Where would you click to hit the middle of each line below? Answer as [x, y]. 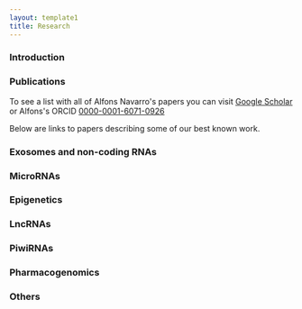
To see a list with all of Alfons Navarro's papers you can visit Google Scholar [151, 101]
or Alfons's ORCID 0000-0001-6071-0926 [87, 111]
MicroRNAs [35, 176]
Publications [37, 82]
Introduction [37, 58]
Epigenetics [36, 200]
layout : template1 [44, 18]
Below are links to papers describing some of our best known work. [135, 128]
